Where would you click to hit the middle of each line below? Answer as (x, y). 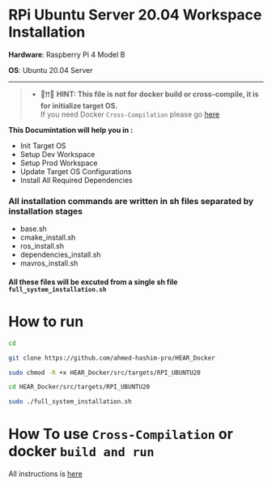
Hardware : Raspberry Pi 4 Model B (67, 54)
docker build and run (81, 452)
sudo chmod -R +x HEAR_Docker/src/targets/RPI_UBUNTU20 (104, 373)
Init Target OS (43, 145)
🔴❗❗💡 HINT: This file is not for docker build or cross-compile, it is (149, 94)
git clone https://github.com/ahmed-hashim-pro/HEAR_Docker (112, 358)
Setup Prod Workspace (59, 163)
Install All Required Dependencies (76, 180)
